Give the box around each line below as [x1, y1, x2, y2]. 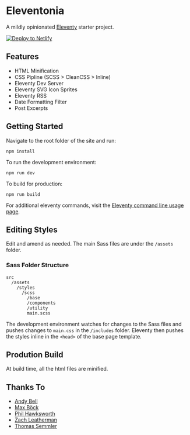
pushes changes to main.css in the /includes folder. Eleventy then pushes [6, 326, 184, 334]
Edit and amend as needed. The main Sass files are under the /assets [6, 240, 174, 247]
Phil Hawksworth [14, 410, 55, 417]
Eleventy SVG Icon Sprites [14, 86, 78, 93]
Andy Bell [14, 398, 38, 405]
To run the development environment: [6, 158, 97, 165]
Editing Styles [6, 225, 58, 234]
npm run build [6, 191, 41, 197]
